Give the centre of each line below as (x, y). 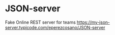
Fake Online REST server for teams (41, 22)
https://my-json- (93, 22)
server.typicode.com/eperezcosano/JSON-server (55, 27)
